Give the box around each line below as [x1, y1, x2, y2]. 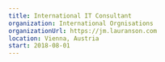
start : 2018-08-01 [8, 42, 70, 50]
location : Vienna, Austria [8, 34, 99, 43]
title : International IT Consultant [8, 11, 132, 20]
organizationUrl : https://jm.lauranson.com [8, 27, 158, 35]
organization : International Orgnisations [8, 19, 154, 27]
